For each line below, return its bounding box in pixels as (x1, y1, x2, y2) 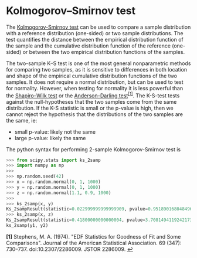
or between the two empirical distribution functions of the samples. (22, 48, 185, 55)
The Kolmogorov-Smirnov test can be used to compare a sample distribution (6, 23, 191, 30)
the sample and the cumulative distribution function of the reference (6, 42, 171, 49)
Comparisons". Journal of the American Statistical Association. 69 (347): (6, 239, 182, 246)
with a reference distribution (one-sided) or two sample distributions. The (6, 29, 184, 36)
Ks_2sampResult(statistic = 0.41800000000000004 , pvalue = (6, 217, 145, 223)
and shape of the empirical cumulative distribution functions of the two (6, 72, 178, 79)
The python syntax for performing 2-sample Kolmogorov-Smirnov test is (6, 145, 181, 153)
